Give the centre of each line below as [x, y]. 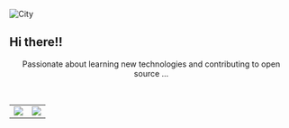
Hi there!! [36, 42]
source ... [151, 73]
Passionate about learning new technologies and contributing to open [151, 64]
